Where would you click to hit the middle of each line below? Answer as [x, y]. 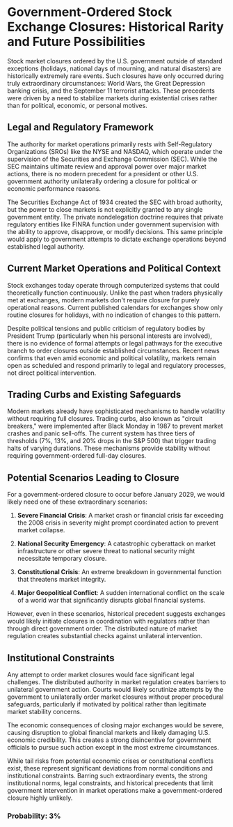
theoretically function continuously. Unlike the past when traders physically [115, 293]
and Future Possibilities [77, 42]
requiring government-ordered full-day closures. [77, 456]
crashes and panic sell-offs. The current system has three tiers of [101, 433]
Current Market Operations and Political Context [114, 269]
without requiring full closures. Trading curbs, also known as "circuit [105, 419]
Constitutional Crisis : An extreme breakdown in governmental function [119, 572]
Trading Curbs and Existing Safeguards [94, 394]
